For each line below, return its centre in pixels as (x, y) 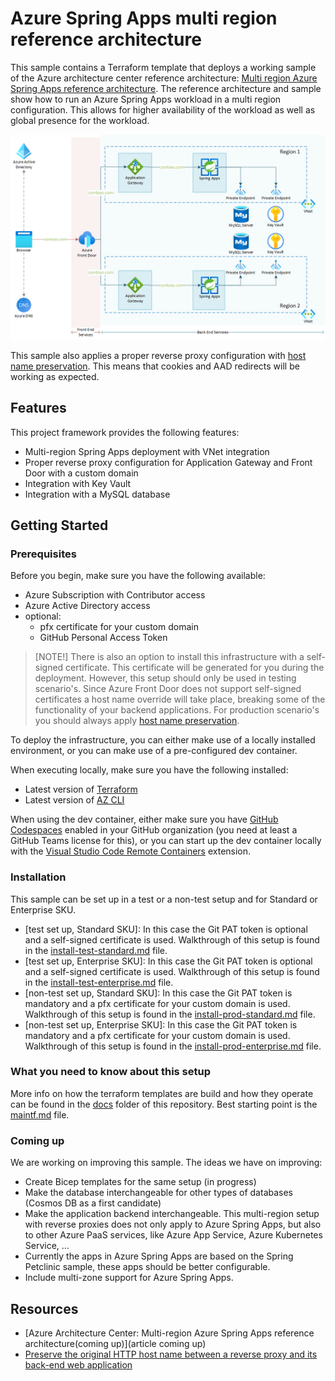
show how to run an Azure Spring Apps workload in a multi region (146, 99)
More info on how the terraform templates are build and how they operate (162, 1093)
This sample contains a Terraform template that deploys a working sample (163, 67)
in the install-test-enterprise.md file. (99, 982)
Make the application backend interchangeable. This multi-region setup (172, 1214)
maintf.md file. (40, 1114)
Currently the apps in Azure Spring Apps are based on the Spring (159, 1256)
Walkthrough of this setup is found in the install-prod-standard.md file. (170, 1014)
